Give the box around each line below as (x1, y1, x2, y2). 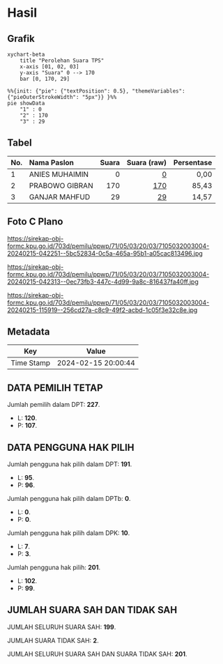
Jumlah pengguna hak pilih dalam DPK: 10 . (7, 529, 130, 537)
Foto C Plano (7, 216, 63, 228)
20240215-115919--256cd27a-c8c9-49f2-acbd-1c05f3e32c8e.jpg (7, 305, 198, 314)
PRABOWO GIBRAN (29, 180, 93, 190)
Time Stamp (10, 358, 51, 368)
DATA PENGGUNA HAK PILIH (7, 441, 134, 454)
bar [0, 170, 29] (20, 75, 70, 82)
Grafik (7, 33, 35, 45)
